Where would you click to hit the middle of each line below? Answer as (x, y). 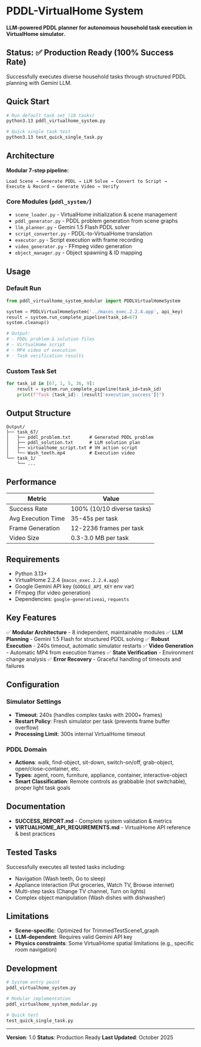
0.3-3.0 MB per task (100, 538)
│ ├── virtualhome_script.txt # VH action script (72, 448)
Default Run (24, 288)
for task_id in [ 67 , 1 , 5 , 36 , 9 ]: (51, 384)
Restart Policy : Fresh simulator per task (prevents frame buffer (92, 721)
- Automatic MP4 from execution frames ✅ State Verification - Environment (100, 652)
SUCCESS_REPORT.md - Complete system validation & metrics (93, 821)
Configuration (33, 685)
